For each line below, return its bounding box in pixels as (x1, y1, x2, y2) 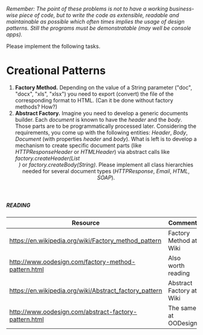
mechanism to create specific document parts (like (14, 142, 142, 149)
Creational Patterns (6, 64, 106, 78)
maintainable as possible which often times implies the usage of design (6, 18, 185, 25)
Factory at (168, 287, 198, 295)
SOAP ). (97, 174, 115, 181)
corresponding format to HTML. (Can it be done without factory (14, 96, 173, 104)
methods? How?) (14, 103, 57, 110)
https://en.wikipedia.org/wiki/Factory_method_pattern (9, 236, 162, 245)
